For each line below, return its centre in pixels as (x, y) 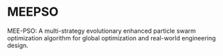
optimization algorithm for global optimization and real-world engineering (111, 38)
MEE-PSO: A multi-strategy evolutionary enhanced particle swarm (101, 31)
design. (18, 45)
